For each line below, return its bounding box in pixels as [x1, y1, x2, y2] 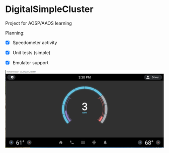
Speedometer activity [12, 39, 57, 46]
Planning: [5, 30, 25, 36]
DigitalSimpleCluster [5, 4, 94, 15]
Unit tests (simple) [12, 50, 51, 56]
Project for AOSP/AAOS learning [5, 20, 72, 26]
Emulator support [12, 60, 49, 66]
